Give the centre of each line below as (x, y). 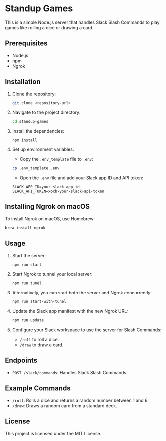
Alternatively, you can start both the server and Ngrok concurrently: (82, 293)
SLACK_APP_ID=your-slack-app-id (46, 187)
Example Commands (38, 388)
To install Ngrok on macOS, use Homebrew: (50, 219)
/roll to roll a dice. (39, 340)
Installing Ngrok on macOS (48, 207)
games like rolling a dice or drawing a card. (49, 27)
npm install (25, 140)
